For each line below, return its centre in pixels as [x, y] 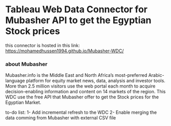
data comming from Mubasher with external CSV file [61, 118]
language [15, 81]
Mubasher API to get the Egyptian [78, 20]
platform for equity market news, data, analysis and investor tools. [95, 81]
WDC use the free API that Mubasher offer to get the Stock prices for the [82, 97]
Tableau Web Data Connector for [76, 9]
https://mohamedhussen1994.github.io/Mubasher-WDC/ [65, 51]
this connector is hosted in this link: [43, 45]
